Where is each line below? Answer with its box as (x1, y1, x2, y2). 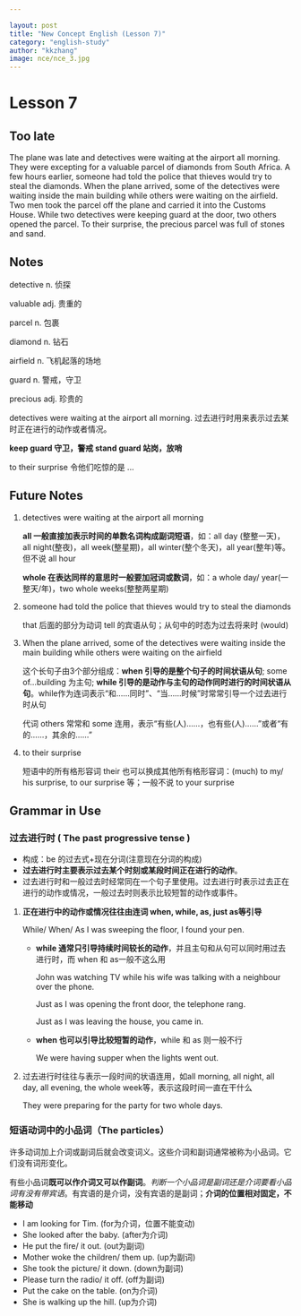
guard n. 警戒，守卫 (9, 374, 82, 385)
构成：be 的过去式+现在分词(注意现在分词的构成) (21, 854, 202, 864)
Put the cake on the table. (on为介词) (21, 1285, 159, 1295)
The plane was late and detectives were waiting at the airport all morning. (9, 152, 280, 163)
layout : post (9, 21, 58, 30)
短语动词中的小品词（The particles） (9, 1124, 170, 1137)
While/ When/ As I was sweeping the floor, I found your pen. (21, 925, 245, 935)
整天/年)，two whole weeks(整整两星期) (21, 583, 169, 594)
